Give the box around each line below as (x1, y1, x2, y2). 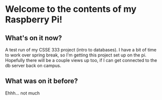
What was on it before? (5, 77, 78, 85)
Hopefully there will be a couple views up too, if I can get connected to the (5, 57, 158, 63)
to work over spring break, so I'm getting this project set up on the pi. (5, 52, 147, 58)
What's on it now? (5, 34, 62, 42)
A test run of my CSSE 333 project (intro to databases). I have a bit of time (5, 47, 157, 52)
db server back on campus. (5, 63, 61, 68)
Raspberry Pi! (5, 14, 63, 25)
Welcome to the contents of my (5, 3, 137, 15)
